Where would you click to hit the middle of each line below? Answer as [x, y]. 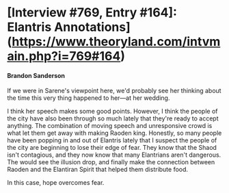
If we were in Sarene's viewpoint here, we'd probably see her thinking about [114, 91]
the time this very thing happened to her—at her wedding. [89, 98]
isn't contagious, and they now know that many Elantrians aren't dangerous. [114, 155]
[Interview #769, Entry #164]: [92, 13]
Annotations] [92, 27]
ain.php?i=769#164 [64, 56]
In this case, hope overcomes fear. [56, 183]
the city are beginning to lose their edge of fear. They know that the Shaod [112, 148]
